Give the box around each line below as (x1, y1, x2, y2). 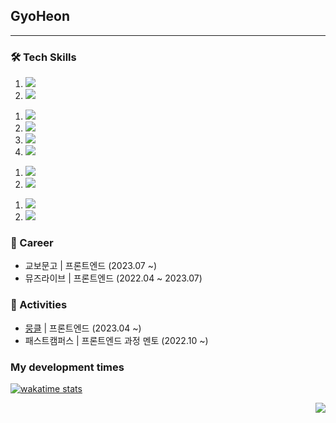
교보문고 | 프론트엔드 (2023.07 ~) (24, 260, 157, 272)
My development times (10, 360, 125, 374)
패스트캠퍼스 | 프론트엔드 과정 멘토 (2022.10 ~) (24, 334, 209, 346)
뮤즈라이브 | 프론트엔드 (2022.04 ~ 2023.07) (24, 272, 203, 284)
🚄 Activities (10, 298, 68, 312)
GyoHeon (10, 8, 71, 25)
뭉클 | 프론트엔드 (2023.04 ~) (24, 322, 142, 334)
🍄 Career (10, 236, 54, 250)
